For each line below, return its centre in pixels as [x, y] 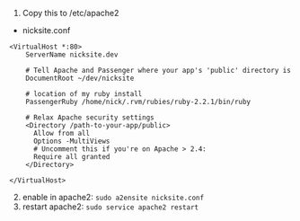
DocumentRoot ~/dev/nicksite [80, 78]
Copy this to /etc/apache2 [71, 13]
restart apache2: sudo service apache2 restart [110, 207]
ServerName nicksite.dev [72, 55]
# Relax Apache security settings [90, 118]
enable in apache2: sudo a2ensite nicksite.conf [113, 197]
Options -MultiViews [71, 141]
